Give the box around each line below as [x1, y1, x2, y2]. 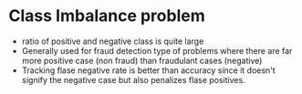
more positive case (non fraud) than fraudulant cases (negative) [21, 55, 263, 66]
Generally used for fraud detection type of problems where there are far [21, 45, 293, 56]
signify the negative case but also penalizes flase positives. [21, 74, 245, 85]
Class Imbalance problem [8, 5, 206, 26]
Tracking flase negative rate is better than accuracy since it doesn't [21, 65, 276, 76]
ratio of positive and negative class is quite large [21, 36, 204, 47]
